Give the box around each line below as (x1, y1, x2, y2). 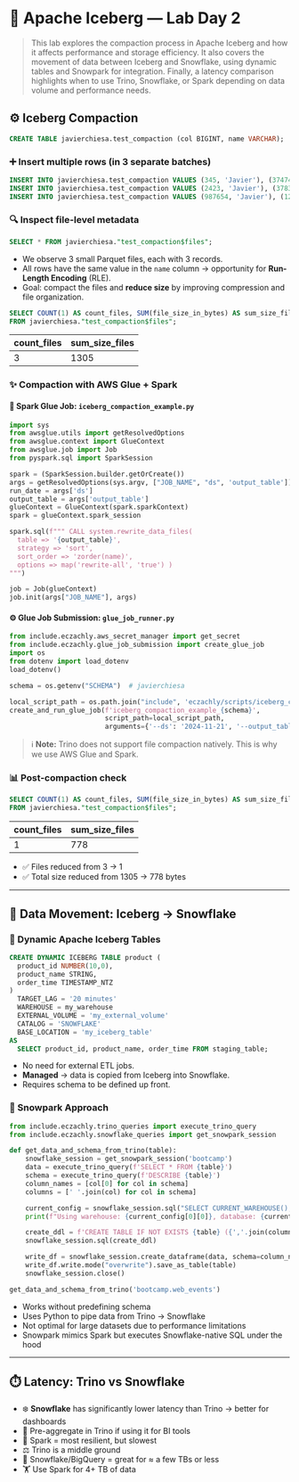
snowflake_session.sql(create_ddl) (25, 1236, 158, 1246)
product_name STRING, (17, 970, 98, 978)
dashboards (21, 1416, 67, 1427)
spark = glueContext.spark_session (9, 512, 141, 520)
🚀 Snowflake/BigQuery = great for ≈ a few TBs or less (21, 1453, 220, 1464)
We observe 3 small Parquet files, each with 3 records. (21, 253, 223, 264)
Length (21, 272, 50, 283)
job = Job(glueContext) (9, 585, 98, 594)
